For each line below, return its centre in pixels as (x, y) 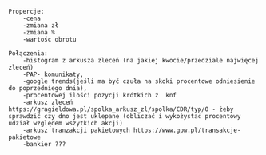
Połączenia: (28, 54)
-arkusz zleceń (48, 102)
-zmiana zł (41, 26)
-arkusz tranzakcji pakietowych (76, 130)
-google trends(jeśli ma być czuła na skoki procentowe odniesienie (139, 81)
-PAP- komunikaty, (53, 74)
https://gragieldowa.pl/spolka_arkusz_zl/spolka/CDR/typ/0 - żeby (121, 109)
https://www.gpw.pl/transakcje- (187, 130)
